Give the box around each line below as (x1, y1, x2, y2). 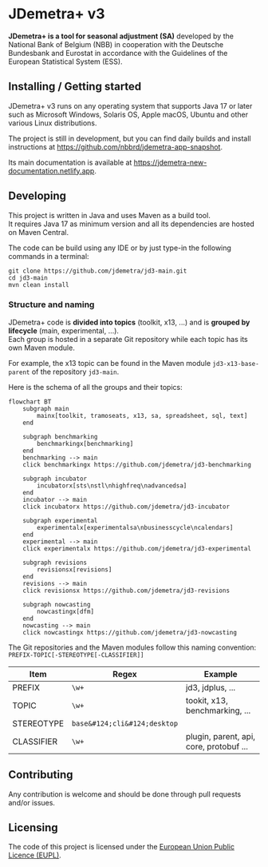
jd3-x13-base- (212, 360, 259, 368)
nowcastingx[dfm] (37, 607, 94, 615)
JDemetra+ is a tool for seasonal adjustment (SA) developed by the (8, 31, 234, 41)
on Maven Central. (8, 227, 69, 237)
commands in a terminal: (8, 251, 89, 260)
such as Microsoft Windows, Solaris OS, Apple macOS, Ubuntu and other (8, 109, 249, 119)
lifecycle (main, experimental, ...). (8, 325, 120, 336)
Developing (8, 189, 66, 203)
